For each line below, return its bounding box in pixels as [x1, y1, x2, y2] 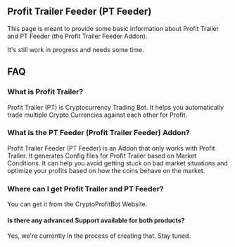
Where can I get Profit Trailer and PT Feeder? [7, 184, 164, 194]
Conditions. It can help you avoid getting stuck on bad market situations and [7, 158, 229, 167]
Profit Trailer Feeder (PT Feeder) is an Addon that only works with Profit [7, 144, 215, 152]
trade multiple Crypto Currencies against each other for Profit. [7, 110, 188, 119]
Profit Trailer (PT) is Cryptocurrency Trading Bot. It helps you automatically [7, 103, 224, 111]
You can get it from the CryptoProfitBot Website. [7, 200, 148, 208]
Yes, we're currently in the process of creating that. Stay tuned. [7, 232, 191, 240]
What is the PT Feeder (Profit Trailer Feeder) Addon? [7, 128, 190, 138]
